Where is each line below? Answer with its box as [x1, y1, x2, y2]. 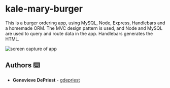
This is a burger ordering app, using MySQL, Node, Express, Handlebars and [5, 20, 165, 26]
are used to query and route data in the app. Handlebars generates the [5, 30, 153, 36]
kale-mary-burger [5, 3, 83, 15]
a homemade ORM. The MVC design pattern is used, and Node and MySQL [5, 25, 163, 31]
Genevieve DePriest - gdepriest [12, 77, 80, 83]
